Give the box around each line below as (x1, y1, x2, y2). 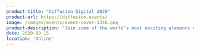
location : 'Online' (6, 36, 55, 42)
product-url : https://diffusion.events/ (6, 14, 108, 20)
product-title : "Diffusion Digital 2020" (6, 8, 111, 15)
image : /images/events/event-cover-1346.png (6, 19, 118, 25)
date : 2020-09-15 (6, 30, 49, 36)
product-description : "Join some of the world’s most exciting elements (6, 25, 190, 31)
